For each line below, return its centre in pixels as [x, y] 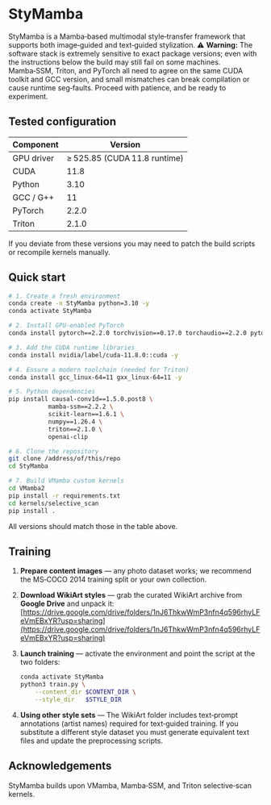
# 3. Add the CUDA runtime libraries [72, 348]
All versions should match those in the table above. [93, 526]
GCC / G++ [33, 197]
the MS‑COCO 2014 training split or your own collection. [113, 580]
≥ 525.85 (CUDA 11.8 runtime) [125, 158]
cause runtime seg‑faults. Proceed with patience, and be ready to [117, 88]
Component [35, 144]
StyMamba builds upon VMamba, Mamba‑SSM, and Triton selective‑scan [130, 785]
